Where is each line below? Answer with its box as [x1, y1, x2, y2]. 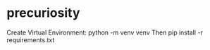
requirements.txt [6, 35, 55, 44]
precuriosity [6, 5, 80, 21]
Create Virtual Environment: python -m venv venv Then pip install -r [6, 28, 204, 37]
